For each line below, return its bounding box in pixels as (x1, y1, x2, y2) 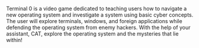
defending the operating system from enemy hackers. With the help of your (6, 24, 191, 31)
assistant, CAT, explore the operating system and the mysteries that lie (6, 30, 179, 37)
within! (6, 37, 23, 43)
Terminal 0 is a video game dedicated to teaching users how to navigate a (6, 5, 187, 12)
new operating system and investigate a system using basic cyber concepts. (6, 11, 194, 18)
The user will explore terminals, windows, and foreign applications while (6, 18, 182, 24)
